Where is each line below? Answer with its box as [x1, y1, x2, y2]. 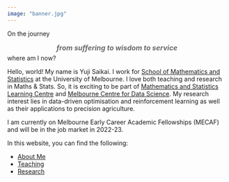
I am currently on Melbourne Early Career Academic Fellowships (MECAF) [7, 118, 219, 126]
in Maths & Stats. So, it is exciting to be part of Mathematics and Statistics [7, 82, 219, 91]
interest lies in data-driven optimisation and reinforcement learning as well [7, 97, 221, 105]
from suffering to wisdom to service [56, 43, 177, 52]
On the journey [7, 29, 50, 38]
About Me [17, 152, 47, 160]
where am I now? [7, 54, 56, 62]
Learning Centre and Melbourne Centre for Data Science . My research [7, 89, 210, 98]
